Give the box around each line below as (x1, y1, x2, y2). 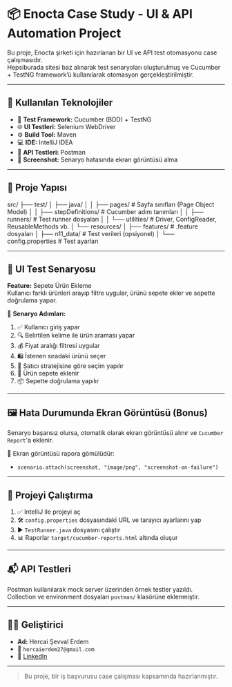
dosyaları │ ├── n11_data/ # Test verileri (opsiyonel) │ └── (7, 229, 175, 238)
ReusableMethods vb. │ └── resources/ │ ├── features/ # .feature (7, 222, 198, 231)
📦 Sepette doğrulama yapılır (17, 377, 99, 385)
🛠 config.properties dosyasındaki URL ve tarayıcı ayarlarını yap (17, 516, 202, 524)
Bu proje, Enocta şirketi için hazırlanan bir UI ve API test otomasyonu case (7, 48, 217, 57)
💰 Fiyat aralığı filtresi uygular (17, 342, 100, 350)
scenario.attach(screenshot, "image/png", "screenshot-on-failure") (17, 464, 219, 471)
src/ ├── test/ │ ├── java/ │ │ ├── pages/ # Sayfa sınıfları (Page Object (7, 200, 215, 209)
